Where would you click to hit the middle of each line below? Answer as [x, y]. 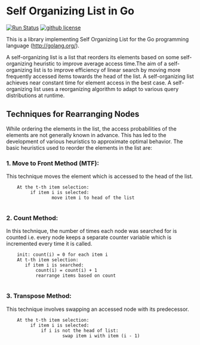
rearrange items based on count [76, 276]
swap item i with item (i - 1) [101, 336]
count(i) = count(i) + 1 [66, 271]
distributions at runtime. [36, 95]
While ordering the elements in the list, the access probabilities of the [92, 128]
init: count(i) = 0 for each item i [63, 255]
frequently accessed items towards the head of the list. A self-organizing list [100, 76]
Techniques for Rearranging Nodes [73, 114]
